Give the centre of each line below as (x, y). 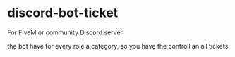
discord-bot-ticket (63, 13)
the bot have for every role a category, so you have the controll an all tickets (118, 46)
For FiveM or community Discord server (65, 32)
